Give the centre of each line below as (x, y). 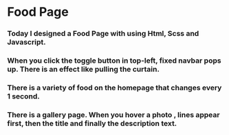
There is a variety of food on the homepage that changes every (115, 87)
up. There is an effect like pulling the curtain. (84, 70)
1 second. (23, 96)
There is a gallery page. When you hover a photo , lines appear (113, 114)
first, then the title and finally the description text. (92, 123)
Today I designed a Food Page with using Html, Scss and (103, 34)
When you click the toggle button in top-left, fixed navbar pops (114, 61)
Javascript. (26, 42)
